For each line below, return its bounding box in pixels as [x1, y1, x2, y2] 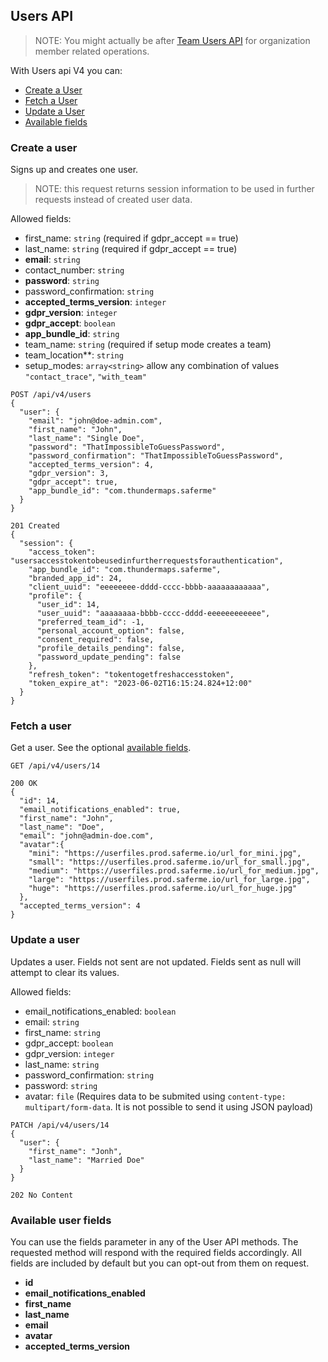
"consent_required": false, [36, 635, 155, 645]
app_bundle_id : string [24, 328, 120, 340]
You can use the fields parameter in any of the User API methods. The [10, 1236, 299, 1248]
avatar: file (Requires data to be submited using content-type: [24, 1090, 287, 1102]
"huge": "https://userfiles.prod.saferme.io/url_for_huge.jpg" [28, 884, 298, 894]
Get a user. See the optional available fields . [10, 742, 192, 754]
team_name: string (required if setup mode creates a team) [24, 339, 272, 351]
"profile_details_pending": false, [36, 644, 186, 654]
